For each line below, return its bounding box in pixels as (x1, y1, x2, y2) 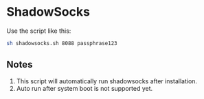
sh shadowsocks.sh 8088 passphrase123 (6, 40, 117, 46)
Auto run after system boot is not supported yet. (16, 84, 153, 92)
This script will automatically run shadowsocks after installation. (16, 76, 197, 85)
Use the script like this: (6, 27, 71, 35)
